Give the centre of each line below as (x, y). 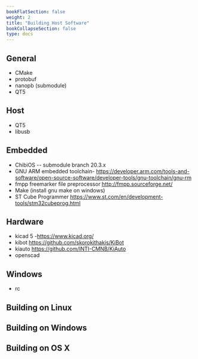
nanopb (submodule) (41, 85)
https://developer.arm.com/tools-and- (143, 171)
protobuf (26, 79)
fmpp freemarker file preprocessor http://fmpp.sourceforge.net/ (94, 184)
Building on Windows (47, 328)
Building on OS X (38, 348)
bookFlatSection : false (36, 12)
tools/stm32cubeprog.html (48, 203)
